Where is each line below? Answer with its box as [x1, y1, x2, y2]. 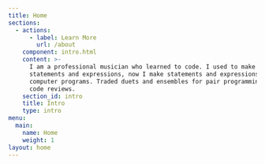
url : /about [36, 41, 77, 49]
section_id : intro [22, 92, 83, 100]
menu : [8, 114, 26, 122]
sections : [8, 19, 41, 27]
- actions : [15, 26, 51, 34]
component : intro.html [22, 48, 97, 56]
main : [15, 121, 34, 129]
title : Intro [22, 99, 65, 107]
